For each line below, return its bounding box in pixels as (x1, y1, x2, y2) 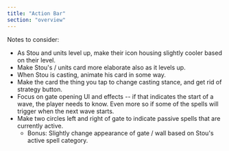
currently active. (16, 121, 64, 130)
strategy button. (16, 85, 63, 93)
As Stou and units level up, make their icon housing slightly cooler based (16, 49, 223, 57)
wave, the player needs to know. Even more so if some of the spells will (16, 100, 219, 108)
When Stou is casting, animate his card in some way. (16, 70, 167, 79)
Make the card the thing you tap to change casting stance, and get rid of (16, 78, 222, 86)
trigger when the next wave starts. (16, 107, 114, 115)
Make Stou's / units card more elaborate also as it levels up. (16, 63, 186, 71)
